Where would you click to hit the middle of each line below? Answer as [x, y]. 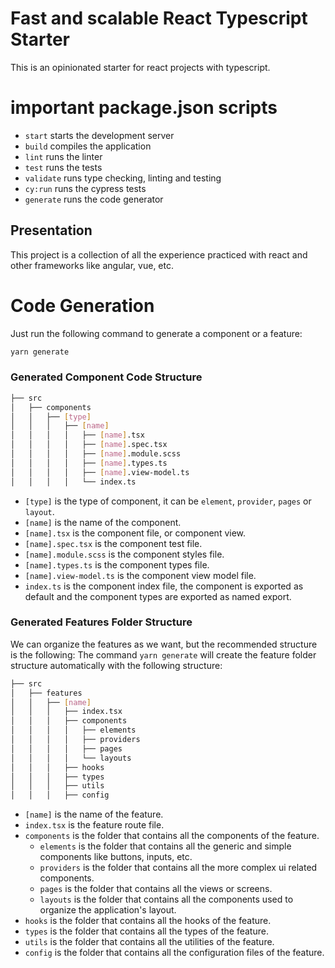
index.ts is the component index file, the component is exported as [164, 586]
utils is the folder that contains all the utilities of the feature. [149, 942]
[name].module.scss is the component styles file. [124, 554]
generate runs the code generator [94, 199]
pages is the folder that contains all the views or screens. [156, 889]
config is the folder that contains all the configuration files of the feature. [174, 953]
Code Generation [82, 305]
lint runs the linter [63, 156]
